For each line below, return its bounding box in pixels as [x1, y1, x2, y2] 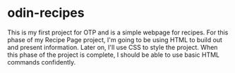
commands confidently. [7, 58, 76, 66]
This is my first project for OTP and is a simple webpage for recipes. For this [7, 28, 229, 36]
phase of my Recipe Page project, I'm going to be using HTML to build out [7, 35, 222, 44]
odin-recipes [7, 5, 85, 21]
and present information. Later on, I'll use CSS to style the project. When [7, 43, 218, 51]
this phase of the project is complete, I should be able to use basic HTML [7, 51, 220, 59]
